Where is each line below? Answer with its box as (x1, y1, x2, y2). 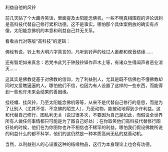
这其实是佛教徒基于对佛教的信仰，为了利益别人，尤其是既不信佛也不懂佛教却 (5, 76, 163, 82)
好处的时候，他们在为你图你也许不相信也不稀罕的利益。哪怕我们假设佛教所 (5, 124, 158, 130)
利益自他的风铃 (5, 4, 36, 10)
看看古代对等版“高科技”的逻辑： (5, 38, 71, 44)
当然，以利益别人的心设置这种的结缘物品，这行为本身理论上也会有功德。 (5, 141, 154, 147)
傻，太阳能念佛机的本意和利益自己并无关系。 (5, 27, 97, 33)
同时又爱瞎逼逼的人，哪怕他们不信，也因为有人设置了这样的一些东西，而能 (5, 82, 158, 88)
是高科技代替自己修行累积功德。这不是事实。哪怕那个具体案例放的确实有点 (5, 21, 158, 27)
